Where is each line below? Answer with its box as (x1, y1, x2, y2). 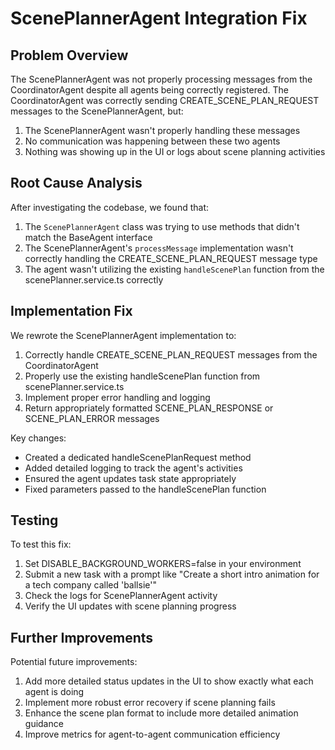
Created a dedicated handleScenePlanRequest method (24, 451, 252, 463)
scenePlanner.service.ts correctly (24, 273, 164, 286)
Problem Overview (10, 47, 129, 64)
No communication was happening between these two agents (24, 135, 281, 147)
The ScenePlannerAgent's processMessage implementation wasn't (24, 242, 294, 254)
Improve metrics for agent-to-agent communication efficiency (24, 728, 281, 741)
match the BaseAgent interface (24, 231, 153, 243)
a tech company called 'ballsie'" (24, 579, 157, 591)
